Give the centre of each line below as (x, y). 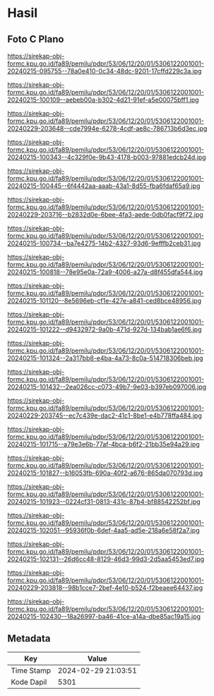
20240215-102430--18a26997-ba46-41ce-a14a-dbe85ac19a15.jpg (104, 617)
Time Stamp (31, 671)
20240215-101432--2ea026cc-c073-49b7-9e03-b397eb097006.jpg (107, 387)
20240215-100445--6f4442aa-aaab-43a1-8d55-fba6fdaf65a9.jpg (104, 186)
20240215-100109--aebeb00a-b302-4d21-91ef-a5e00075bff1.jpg (103, 100)
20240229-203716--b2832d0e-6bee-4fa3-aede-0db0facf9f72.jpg (105, 214)
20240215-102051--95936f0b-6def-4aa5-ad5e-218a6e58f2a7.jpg (103, 530)
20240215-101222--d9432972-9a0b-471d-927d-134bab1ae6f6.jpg (105, 329)
